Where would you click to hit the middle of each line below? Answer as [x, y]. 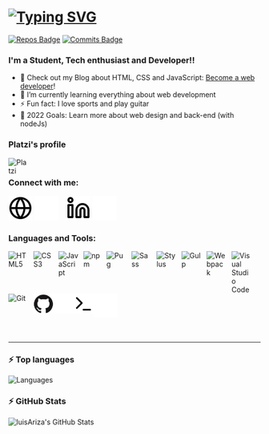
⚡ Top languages [41, 359]
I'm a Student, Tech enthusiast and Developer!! [102, 60]
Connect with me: [44, 183]
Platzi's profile [37, 144]
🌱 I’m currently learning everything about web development [118, 95]
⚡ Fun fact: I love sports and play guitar [84, 103]
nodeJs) [34, 124]
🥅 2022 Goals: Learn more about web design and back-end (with [127, 116]
